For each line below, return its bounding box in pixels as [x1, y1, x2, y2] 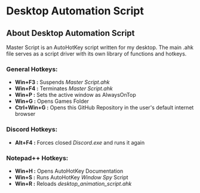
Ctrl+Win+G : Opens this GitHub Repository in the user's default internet [14, 104, 194, 111]
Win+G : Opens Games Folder [14, 97, 90, 105]
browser [14, 111, 36, 118]
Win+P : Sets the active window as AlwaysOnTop [14, 91, 136, 99]
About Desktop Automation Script [6, 28, 135, 38]
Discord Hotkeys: [6, 125, 58, 134]
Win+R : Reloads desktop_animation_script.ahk [14, 180, 132, 187]
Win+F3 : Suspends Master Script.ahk [14, 79, 110, 86]
